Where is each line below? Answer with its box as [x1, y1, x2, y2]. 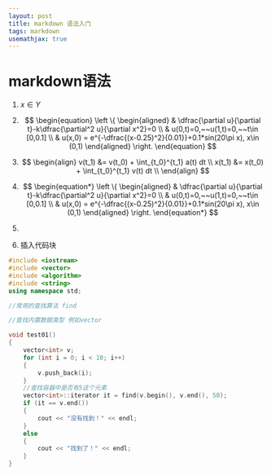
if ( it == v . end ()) [23, 399, 90, 407]
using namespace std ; [8, 287, 82, 295]
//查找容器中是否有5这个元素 [23, 384, 107, 392]
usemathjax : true [8, 34, 68, 43]
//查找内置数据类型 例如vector [8, 316, 103, 324]
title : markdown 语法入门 [8, 20, 92, 28]
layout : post [8, 11, 53, 20]
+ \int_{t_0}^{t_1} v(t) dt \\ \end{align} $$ [76, 166, 210, 176]
